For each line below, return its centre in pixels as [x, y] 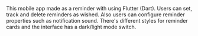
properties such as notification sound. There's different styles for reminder [97, 21]
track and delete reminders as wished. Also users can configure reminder [95, 15]
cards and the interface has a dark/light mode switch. [71, 27]
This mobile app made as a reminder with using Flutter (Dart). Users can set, [99, 8]
